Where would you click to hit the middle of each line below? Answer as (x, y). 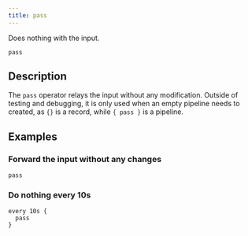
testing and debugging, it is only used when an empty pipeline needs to (124, 104)
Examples (33, 136)
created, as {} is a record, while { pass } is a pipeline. (96, 112)
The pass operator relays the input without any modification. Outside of (123, 95)
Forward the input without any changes (85, 159)
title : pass (28, 15)
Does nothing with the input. (54, 38)
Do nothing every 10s (50, 195)
